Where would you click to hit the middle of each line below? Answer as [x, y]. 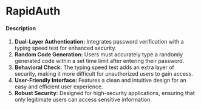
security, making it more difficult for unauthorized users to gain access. [104, 74]
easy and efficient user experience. [59, 87]
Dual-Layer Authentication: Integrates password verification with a [99, 42]
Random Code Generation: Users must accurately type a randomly [99, 54]
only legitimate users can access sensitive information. [83, 100]
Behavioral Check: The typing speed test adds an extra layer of [94, 67]
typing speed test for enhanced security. [65, 48]
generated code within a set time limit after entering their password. [99, 61]
